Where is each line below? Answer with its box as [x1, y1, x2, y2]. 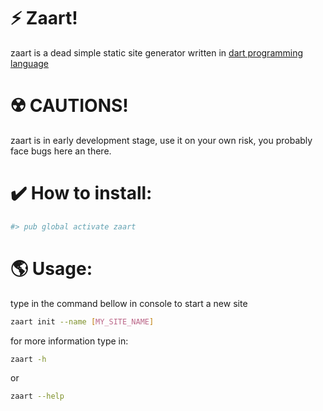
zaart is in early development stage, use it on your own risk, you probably [10, 134, 313, 146]
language [10, 57, 49, 69]
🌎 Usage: [10, 257, 93, 280]
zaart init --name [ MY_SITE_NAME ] [10, 316, 155, 327]
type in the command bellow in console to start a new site [10, 297, 248, 309]
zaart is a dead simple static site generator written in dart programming [10, 46, 304, 59]
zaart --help [10, 391, 65, 402]
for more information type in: [10, 335, 129, 347]
